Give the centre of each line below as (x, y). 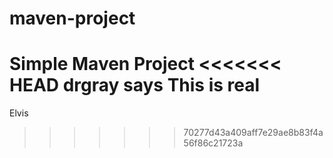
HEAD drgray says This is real (135, 85)
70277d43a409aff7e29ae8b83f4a (253, 133)
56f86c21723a (213, 143)
